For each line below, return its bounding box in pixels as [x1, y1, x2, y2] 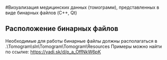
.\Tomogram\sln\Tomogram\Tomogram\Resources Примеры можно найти [5, 43, 162, 49]
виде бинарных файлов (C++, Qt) [5, 10, 78, 16]
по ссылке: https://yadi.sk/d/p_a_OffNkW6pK [5, 48, 101, 55]
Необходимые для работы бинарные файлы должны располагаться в [5, 38, 157, 44]
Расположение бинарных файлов [5, 24, 118, 33]
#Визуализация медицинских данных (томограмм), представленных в [5, 5, 159, 10]
